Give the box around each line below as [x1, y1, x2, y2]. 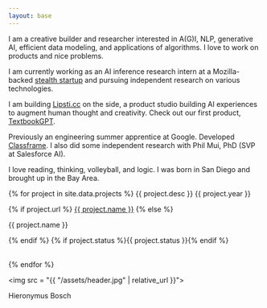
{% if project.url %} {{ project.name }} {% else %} [8, 204, 174, 214]
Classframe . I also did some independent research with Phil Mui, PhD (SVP [8, 140, 256, 150]
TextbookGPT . [8, 116, 56, 125]
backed [8, 75, 34, 84]
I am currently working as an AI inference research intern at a [8, 66, 212, 76]
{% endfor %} [8, 259, 55, 269]
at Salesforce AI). [8, 149, 66, 158]
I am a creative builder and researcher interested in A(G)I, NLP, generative [8, 34, 253, 43]
